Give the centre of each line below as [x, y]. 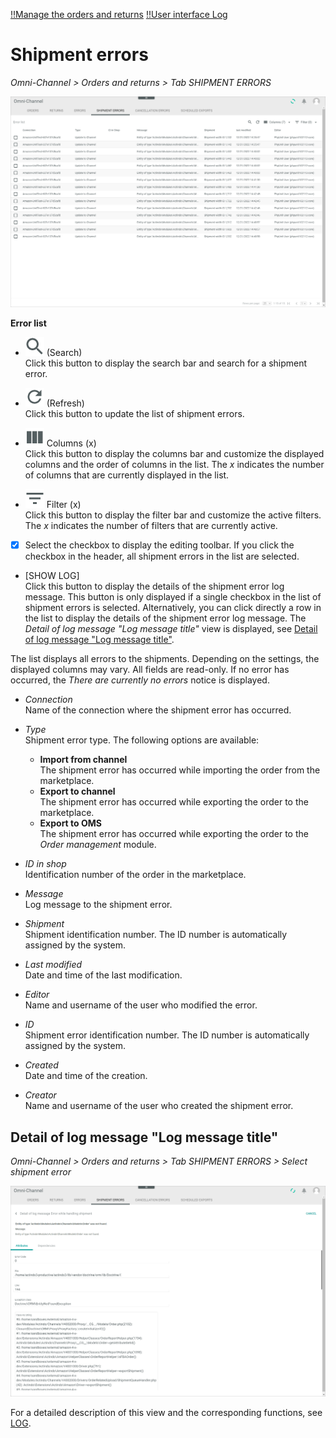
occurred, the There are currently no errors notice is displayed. [140, 680]
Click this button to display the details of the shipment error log [154, 586]
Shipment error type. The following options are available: [142, 740]
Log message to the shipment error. [98, 905]
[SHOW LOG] [52, 576]
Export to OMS [70, 823]
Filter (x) [64, 505]
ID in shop [45, 864]
